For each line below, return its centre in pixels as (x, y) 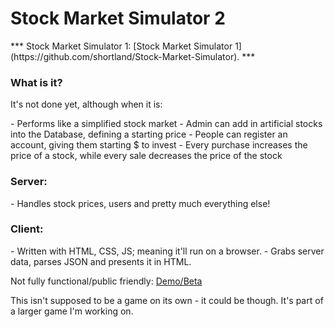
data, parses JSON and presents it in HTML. (101, 261)
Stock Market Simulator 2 (118, 18)
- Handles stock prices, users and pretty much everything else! (140, 203)
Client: (27, 229)
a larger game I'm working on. (72, 311)
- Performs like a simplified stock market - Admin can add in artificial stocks (166, 124)
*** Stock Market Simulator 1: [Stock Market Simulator (121, 46)
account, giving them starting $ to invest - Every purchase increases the (159, 145)
